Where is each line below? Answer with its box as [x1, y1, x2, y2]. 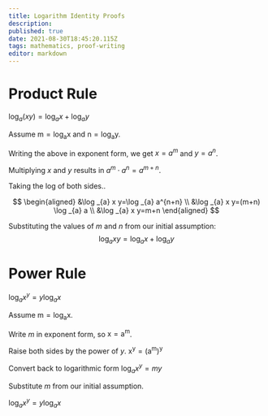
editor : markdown [8, 50, 67, 58]
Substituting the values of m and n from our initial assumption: [8, 221, 217, 231]
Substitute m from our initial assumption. [8, 381, 145, 391]
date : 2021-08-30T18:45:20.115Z [8, 34, 118, 43]
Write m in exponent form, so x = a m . [8, 327, 132, 339]
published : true [8, 27, 63, 35]
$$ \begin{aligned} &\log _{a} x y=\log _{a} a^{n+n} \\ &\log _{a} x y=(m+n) [12, 197, 261, 206]
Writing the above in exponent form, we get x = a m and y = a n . [8, 147, 218, 158]
